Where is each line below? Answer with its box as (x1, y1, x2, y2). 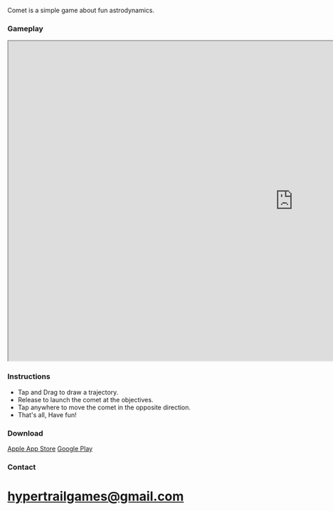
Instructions (7, 372, 51, 382)
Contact (7, 462, 36, 472)
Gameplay (7, 23, 44, 33)
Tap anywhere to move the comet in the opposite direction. (17, 403, 191, 412)
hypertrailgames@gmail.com (7, 488, 184, 504)
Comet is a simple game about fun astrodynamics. (7, 6, 155, 14)
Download (7, 428, 44, 438)
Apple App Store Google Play (7, 444, 93, 453)
